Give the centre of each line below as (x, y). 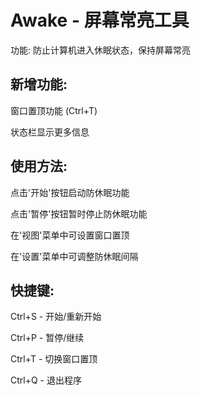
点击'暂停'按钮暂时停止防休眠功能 (79, 213)
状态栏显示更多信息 (50, 132)
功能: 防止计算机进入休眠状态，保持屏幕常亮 (100, 50)
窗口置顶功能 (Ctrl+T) (54, 110)
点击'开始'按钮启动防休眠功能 (70, 192)
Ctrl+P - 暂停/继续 (47, 338)
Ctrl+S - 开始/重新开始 (56, 317)
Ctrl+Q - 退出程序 (46, 380)
